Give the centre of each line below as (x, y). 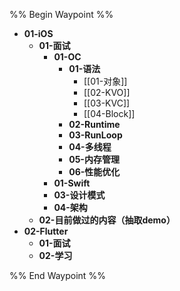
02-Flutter (46, 231)
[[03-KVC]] (107, 103)
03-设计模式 (79, 195)
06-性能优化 (94, 172)
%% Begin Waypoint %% (61, 14)
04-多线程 (90, 147)
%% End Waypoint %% (57, 275)
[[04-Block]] (109, 113)
